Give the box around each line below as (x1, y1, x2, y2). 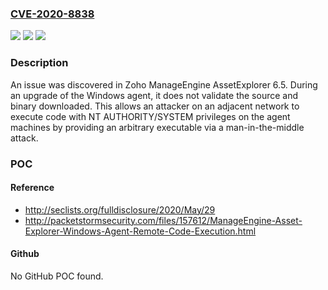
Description (10, 56, 69, 70)
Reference (10, 182, 55, 194)
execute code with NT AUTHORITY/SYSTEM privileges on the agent (10, 110, 291, 122)
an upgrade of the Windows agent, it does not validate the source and (10, 89, 298, 101)
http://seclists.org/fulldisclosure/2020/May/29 (24, 203, 216, 216)
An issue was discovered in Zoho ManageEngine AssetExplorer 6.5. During (10, 78, 318, 91)
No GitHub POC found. (10, 270, 104, 282)
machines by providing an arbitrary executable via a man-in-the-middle (10, 121, 305, 133)
